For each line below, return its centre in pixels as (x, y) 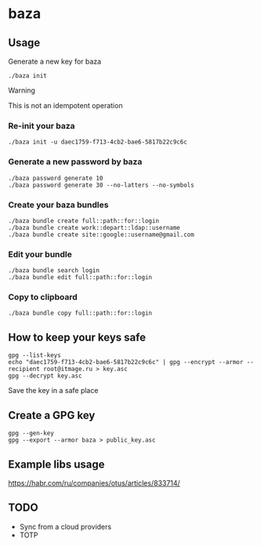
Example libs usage (56, 464)
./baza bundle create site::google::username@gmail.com (101, 235)
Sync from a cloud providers (65, 526)
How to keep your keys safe (77, 337)
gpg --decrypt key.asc (45, 376)
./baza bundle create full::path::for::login (83, 220)
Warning (22, 90)
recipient (24, 369)
